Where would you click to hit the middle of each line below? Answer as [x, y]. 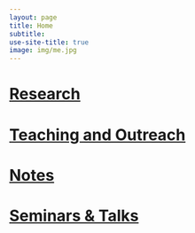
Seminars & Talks [74, 216]
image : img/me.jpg [43, 50]
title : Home [31, 26]
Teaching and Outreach [97, 135]
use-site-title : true [49, 42]
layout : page [33, 17]
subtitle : [27, 34]
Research [45, 94]
